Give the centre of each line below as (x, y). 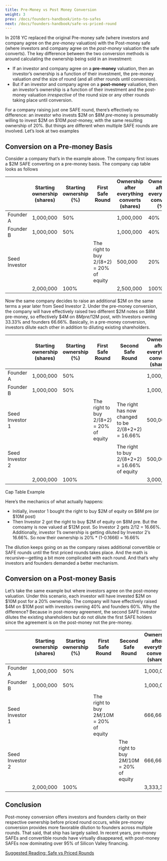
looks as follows (22, 169)
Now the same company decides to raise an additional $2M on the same (79, 301)
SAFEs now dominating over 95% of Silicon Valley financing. (67, 843)
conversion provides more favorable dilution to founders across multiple (79, 827)
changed (127, 417)
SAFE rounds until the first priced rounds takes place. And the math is (77, 553)
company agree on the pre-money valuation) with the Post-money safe (78, 43)
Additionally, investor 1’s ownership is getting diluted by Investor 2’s (81, 532)
